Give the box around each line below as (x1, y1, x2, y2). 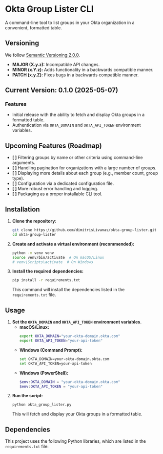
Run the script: (12, 393, 43, 399)
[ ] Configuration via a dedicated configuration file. (12, 181, 114, 186)
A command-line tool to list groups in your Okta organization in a (5, 20, 135, 25)
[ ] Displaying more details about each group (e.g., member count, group (12, 170, 158, 176)
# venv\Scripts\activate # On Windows (12, 259, 94, 265)
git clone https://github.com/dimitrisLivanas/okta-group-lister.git (12, 227, 157, 233)
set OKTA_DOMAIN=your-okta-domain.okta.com (19, 356, 110, 362)
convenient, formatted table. (5, 24, 62, 30)
